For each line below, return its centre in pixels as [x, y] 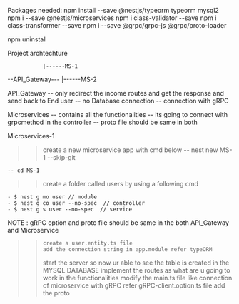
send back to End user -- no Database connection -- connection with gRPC [118, 101]
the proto [56, 293]
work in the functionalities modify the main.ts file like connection [137, 278]
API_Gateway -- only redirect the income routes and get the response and [116, 93]
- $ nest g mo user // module [52, 197]
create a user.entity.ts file [88, 243]
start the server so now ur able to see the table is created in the [136, 263]
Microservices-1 [31, 136]
